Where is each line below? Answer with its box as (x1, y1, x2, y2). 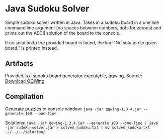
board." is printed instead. (5, 45, 58, 51)
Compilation (5, 93, 44, 101)
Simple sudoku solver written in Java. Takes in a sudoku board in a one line (5, 19, 159, 25)
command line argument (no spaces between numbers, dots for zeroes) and (5, 24, 162, 30)
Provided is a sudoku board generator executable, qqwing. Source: (5, 73, 143, 79)
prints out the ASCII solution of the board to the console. (5, 30, 121, 36)
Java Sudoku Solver (5, 3, 89, 14)
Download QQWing (5, 78, 45, 84)
